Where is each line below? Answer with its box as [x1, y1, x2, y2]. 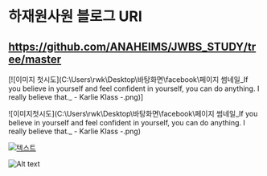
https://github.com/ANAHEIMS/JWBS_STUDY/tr [8, 39, 257, 53]
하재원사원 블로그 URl [8, 7, 142, 26]
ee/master [8, 52, 62, 66]
